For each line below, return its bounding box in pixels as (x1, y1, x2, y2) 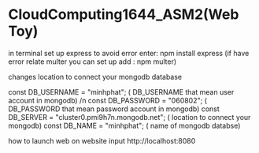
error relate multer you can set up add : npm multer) (8, 57, 177, 66)
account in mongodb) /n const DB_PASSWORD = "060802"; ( (8, 95, 207, 105)
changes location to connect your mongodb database (8, 72, 183, 81)
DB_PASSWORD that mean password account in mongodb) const (8, 104, 220, 114)
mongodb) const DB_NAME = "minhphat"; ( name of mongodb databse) (8, 121, 241, 130)
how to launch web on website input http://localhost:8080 (8, 136, 196, 145)
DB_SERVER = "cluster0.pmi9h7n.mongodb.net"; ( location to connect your (8, 112, 251, 121)
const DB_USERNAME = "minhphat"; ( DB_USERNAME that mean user (8, 87, 235, 96)
